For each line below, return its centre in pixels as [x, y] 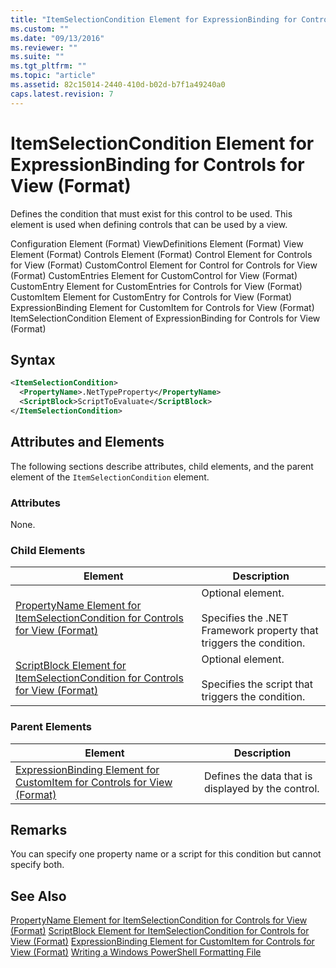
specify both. [37, 865]
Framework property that [260, 631]
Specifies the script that [257, 684]
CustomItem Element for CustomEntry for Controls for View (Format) [151, 297]
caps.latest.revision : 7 [62, 94]
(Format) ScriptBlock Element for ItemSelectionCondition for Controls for [160, 931]
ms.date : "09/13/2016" [57, 38]
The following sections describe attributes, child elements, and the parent [162, 466]
